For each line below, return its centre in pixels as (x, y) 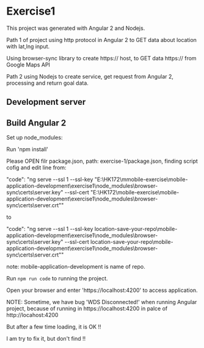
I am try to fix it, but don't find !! (46, 339)
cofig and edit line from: (36, 168)
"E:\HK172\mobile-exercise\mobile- (135, 193)
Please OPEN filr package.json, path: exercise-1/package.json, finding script (102, 161)
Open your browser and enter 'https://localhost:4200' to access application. (102, 290)
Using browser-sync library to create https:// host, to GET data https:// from (101, 58)
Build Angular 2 (36, 123)
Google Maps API (28, 65)
